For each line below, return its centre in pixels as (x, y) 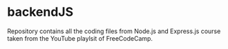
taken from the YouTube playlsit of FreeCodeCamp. (80, 38)
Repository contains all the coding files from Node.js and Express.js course (114, 31)
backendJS (40, 12)
